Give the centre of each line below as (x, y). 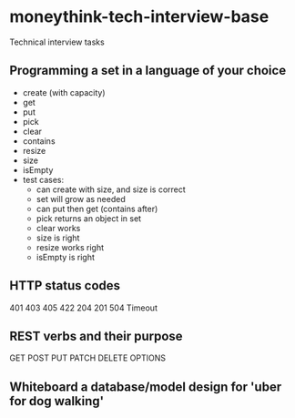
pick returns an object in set (89, 218)
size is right (58, 238)
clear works (58, 228)
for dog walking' (57, 401)
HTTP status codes (65, 285)
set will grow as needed (81, 199)
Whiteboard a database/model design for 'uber (146, 387)
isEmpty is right (66, 257)
